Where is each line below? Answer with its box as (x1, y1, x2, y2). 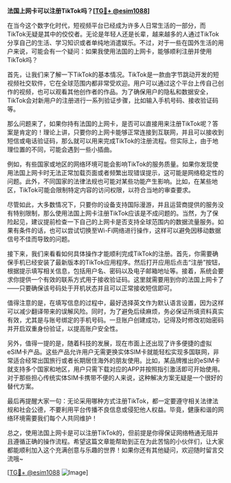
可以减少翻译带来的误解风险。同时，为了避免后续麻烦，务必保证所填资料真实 (7, 307, 224, 316)
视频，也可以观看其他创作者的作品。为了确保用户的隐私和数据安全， (19, 88, 212, 96)
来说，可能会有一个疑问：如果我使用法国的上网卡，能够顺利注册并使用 (12, 48, 212, 55)
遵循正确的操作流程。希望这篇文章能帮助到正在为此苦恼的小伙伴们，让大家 (12, 438, 224, 445)
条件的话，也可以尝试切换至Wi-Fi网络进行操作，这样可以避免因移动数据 (19, 227, 221, 234)
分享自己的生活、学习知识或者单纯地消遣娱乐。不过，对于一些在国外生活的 (7, 39, 218, 47)
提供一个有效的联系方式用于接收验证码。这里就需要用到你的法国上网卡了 (19, 276, 224, 283)
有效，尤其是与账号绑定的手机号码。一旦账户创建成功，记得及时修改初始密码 (7, 316, 224, 324)
